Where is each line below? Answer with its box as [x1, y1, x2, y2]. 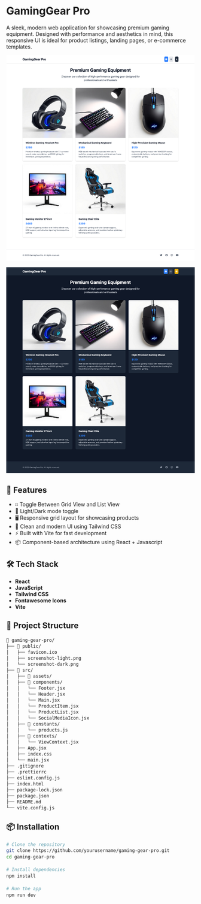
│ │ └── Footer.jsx [6, 685, 66, 691]
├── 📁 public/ [6, 643, 42, 649]
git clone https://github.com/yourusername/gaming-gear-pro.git [6, 848, 170, 854]
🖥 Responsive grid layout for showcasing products [14, 514, 139, 521]
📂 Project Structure [6, 621, 79, 631]
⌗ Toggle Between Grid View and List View [14, 501, 120, 508]
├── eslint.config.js [6, 775, 60, 781]
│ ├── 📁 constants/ [6, 721, 60, 727]
